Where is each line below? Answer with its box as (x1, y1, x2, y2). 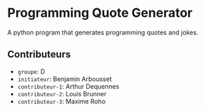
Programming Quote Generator (7, 5, 193, 21)
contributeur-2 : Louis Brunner (17, 89, 107, 98)
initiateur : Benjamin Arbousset (17, 74, 112, 83)
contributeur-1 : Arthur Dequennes (17, 82, 119, 91)
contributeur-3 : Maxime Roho (17, 97, 106, 105)
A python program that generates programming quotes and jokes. (7, 28, 199, 37)
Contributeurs (7, 48, 71, 60)
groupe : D (17, 67, 45, 75)
